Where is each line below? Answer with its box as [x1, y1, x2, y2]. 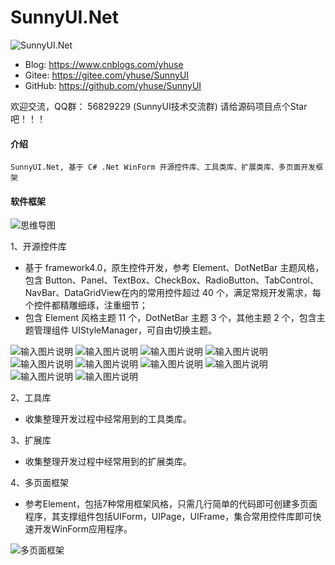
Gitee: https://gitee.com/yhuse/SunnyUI [24, 69, 190, 81]
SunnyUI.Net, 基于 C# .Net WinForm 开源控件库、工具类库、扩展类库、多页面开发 [10, 162, 317, 173]
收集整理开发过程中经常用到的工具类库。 [24, 413, 192, 425]
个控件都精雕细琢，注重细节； [24, 299, 148, 311]
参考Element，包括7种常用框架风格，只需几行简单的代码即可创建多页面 [24, 498, 318, 510]
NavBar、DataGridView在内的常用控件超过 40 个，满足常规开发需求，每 [24, 287, 322, 299]
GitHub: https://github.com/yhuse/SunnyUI [24, 79, 202, 91]
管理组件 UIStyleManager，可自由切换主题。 [33, 324, 217, 336]
